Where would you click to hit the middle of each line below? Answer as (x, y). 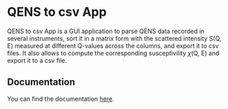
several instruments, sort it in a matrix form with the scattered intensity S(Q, (114, 38)
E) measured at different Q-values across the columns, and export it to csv (113, 46)
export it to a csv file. (37, 60)
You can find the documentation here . (61, 99)
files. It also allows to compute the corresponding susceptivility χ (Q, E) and (113, 53)
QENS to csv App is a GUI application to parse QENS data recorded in (106, 31)
